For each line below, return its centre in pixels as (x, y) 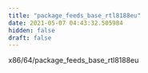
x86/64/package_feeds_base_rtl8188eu (74, 60)
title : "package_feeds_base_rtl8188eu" (75, 15)
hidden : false (32, 30)
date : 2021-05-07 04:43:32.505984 (66, 23)
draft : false (30, 38)
